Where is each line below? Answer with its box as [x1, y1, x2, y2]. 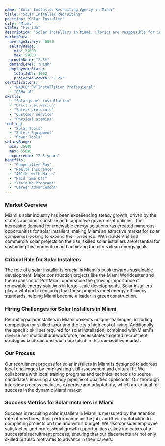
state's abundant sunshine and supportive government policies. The [5, 218, 143, 224]
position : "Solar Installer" [5, 16, 65, 21]
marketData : [5, 35, 29, 40]
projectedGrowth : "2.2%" [14, 76, 65, 80]
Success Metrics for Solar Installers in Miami [5, 399, 114, 406]
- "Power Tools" [9, 135, 43, 140]
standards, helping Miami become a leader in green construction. [5, 293, 137, 299]
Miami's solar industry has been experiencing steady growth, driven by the [5, 212, 157, 218]
